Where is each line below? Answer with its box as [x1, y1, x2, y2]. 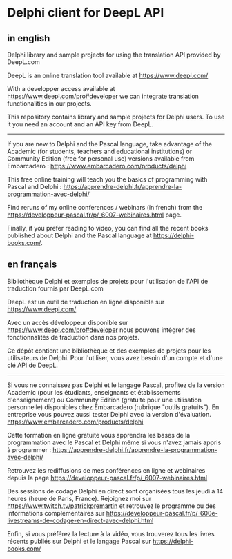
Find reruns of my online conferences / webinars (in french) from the [7, 204, 203, 211]
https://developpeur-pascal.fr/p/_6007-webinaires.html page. [7, 210, 182, 219]
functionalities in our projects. [7, 99, 92, 108]
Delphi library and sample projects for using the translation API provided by [7, 50, 221, 59]
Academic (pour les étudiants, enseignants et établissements [7, 388, 181, 396]
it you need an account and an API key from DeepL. [7, 120, 154, 128]
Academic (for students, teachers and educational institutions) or [7, 147, 193, 155]
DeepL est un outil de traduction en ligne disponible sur [7, 297, 165, 306]
